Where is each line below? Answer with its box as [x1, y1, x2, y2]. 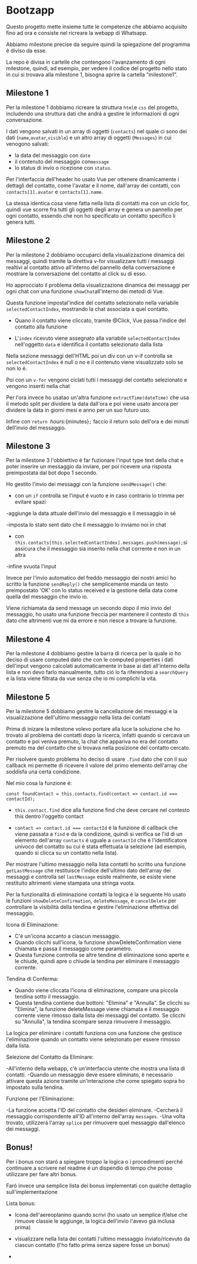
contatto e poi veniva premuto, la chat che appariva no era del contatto [6, 738, 178, 745]
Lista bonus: [6, 1200, 36, 1207]
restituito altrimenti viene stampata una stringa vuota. [6, 879, 135, 887]
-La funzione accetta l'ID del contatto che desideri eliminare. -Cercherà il [6, 1107, 183, 1114]
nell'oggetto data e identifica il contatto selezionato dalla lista [14, 340, 163, 348]
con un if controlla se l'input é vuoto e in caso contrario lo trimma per [14, 492, 185, 499]
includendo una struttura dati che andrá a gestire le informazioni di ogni [6, 110, 179, 117]
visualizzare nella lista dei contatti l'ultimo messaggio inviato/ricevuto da [14, 1235, 190, 1242]
